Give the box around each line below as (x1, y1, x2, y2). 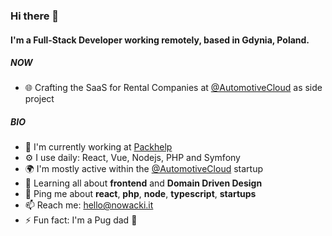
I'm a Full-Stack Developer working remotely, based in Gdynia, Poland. (10, 34, 310, 46)
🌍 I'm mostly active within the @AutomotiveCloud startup (24, 163, 263, 175)
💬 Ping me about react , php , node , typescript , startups (24, 188, 257, 200)
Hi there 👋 (10, 9, 60, 23)
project (24, 93, 55, 105)
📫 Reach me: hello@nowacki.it (24, 199, 154, 211)
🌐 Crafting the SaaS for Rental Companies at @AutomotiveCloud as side (24, 82, 323, 94)
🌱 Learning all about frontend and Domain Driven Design (24, 177, 263, 189)
